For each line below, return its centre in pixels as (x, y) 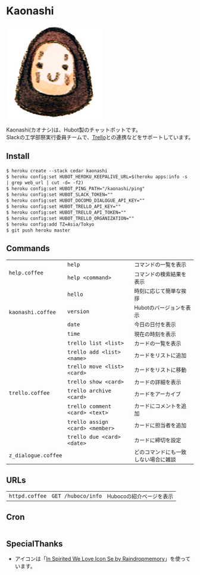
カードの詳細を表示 (157, 382)
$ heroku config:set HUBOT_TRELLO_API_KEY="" (63, 207)
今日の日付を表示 (155, 324)
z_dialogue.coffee (35, 456)
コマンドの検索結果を (160, 274)
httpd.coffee (28, 496)
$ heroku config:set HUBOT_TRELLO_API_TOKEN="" (66, 212)
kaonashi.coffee (32, 312)
